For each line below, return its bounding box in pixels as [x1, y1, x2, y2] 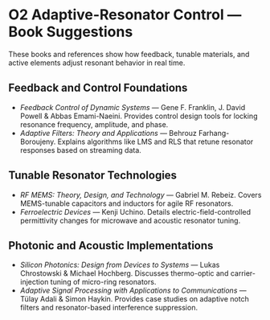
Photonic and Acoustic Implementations [8, 239, 214, 252]
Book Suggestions [8, 23, 133, 41]
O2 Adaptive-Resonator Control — [8, 6, 242, 24]
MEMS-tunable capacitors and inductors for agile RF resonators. [19, 199, 234, 208]
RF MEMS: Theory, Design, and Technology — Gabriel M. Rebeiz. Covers [19, 190, 262, 199]
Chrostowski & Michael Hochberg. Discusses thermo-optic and [19, 269, 229, 278]
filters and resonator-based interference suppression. [19, 303, 198, 313]
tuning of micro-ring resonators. [50, 277, 157, 287]
